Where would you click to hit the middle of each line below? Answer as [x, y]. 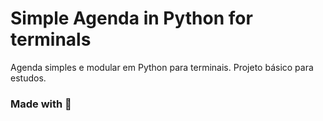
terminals [51, 39]
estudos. [28, 78]
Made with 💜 [41, 104]
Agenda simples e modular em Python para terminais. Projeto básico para [162, 67]
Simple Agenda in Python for [131, 18]
